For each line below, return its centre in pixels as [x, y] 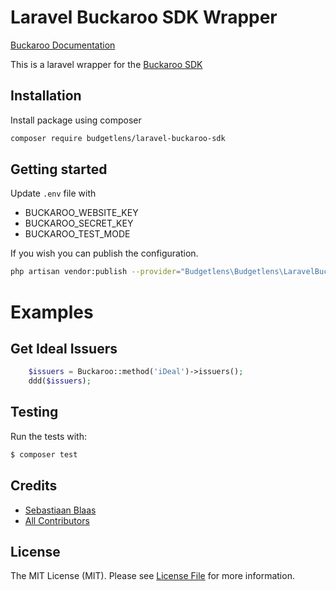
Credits [34, 486]
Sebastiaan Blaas [60, 510]
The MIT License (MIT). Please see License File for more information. [152, 576]
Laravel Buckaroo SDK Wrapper [144, 17]
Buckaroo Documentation [63, 45]
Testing [34, 412]
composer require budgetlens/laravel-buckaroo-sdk [118, 138]
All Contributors [57, 520]
